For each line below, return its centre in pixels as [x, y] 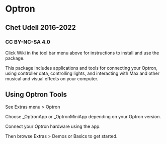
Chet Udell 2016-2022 [41, 28]
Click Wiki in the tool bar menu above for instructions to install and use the [82, 53]
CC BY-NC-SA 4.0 [28, 42]
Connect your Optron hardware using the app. [53, 126]
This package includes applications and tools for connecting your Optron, [81, 68]
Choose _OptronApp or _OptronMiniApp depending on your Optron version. [83, 116]
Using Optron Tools [36, 95]
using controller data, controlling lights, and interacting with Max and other [82, 73]
